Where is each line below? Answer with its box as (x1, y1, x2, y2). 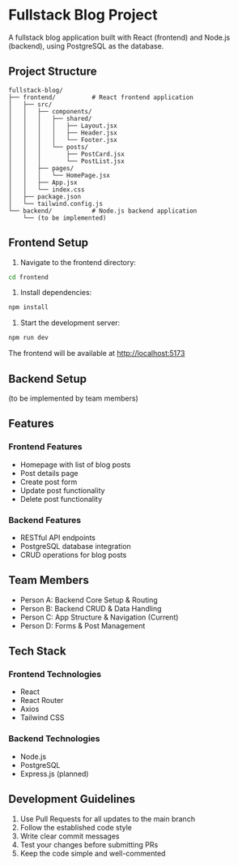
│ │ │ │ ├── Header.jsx (8, 128, 117, 137)
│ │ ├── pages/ (8, 164, 74, 172)
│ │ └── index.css (8, 185, 85, 194)
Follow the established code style (19, 822, 132, 832)
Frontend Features (8, 441, 83, 452)
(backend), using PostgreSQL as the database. (8, 41, 164, 50)
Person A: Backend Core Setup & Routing (19, 594, 158, 605)
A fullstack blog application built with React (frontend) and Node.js (8, 32, 231, 42)
